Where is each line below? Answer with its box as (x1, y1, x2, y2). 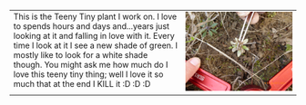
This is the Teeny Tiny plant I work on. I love (13, 11, 178, 22)
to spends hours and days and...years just (13, 20, 170, 32)
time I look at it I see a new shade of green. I (13, 40, 178, 51)
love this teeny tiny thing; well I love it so (13, 69, 164, 80)
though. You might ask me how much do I (13, 59, 168, 70)
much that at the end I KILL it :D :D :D (13, 78, 151, 89)
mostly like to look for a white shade (13, 49, 148, 60)
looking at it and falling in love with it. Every (13, 30, 175, 41)
